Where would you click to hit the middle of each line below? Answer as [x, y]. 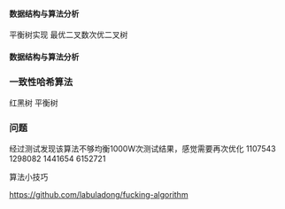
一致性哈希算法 [41, 81]
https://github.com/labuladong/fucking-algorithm [99, 195]
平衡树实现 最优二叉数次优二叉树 [69, 35]
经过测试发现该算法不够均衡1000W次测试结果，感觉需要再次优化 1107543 [142, 149]
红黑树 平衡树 [34, 103]
